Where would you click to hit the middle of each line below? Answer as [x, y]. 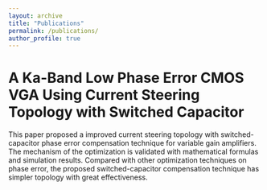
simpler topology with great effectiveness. [78, 177]
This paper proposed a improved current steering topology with [114, 134]
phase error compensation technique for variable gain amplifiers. [149, 143]
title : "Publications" [46, 23]
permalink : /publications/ [53, 31]
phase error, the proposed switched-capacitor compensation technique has [134, 169]
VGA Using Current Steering [104, 95]
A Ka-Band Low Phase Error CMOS [126, 78]
